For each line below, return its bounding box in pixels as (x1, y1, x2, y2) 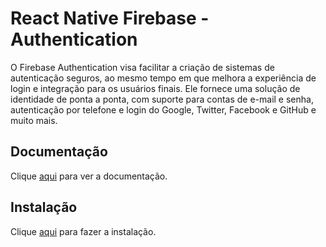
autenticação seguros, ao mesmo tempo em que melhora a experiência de (10, 72, 317, 84)
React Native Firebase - (10, 7, 210, 30)
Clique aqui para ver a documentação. (10, 170, 168, 182)
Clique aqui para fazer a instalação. (10, 225, 157, 237)
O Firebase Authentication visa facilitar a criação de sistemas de (10, 61, 275, 73)
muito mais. (10, 114, 58, 126)
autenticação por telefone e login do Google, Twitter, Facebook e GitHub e (10, 103, 317, 116)
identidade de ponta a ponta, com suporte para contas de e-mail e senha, (10, 93, 314, 105)
